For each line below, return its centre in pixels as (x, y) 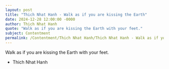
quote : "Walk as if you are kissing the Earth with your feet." (74, 29)
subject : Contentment (28, 33)
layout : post (19, 10)
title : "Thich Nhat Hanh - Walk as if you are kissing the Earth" (76, 15)
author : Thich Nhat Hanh (31, 24)
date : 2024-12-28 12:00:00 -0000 (40, 19)
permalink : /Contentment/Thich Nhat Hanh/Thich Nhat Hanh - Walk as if (82, 38)
